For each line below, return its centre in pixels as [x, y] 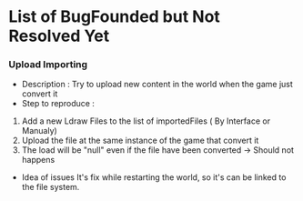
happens [38, 160]
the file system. [50, 187]
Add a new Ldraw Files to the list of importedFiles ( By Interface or [146, 121]
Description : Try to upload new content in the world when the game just [157, 85]
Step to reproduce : [58, 104]
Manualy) [40, 131]
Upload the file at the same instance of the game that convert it [140, 141]
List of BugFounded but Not [114, 17]
